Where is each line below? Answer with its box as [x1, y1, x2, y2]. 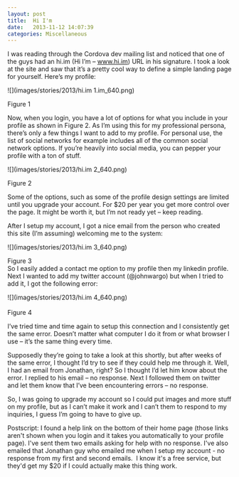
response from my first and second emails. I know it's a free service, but [7, 454, 222, 463]
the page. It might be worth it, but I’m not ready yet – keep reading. [7, 208, 203, 217]
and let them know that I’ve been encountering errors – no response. [7, 381, 208, 390]
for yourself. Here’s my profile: [7, 73, 96, 81]
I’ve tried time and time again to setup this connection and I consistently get [7, 322, 230, 331]
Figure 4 [7, 309, 32, 317]
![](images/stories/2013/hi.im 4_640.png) [7, 293, 128, 302]
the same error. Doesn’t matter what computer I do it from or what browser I [7, 330, 230, 338]
